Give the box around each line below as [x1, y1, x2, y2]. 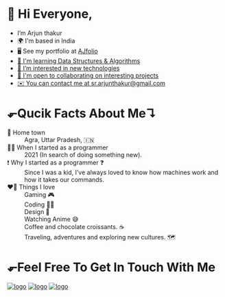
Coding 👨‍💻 [24, 200, 55, 209]
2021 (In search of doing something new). [24, 150, 143, 158]
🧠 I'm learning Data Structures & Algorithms [16, 56, 141, 64]
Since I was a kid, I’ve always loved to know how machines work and [24, 168, 219, 176]
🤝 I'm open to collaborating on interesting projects [16, 71, 159, 80]
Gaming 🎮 [24, 190, 55, 198]
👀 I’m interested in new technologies [16, 64, 120, 72]
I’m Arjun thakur [16, 29, 63, 37]
